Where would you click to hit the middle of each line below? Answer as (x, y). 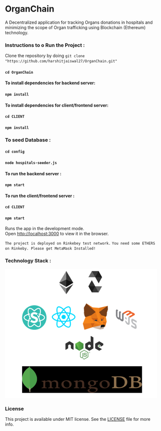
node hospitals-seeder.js (31, 163)
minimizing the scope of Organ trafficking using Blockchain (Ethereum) (75, 27)
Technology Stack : (28, 261)
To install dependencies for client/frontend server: (57, 105)
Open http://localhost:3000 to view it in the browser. (57, 234)
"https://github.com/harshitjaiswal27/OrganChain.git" (61, 62)
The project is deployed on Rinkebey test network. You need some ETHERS (80, 244)
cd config (15, 152)
